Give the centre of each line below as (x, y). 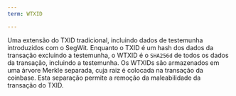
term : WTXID (25, 14)
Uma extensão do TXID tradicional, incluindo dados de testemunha (105, 40)
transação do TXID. (36, 85)
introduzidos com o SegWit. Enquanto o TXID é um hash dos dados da (111, 47)
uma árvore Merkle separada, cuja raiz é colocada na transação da (106, 70)
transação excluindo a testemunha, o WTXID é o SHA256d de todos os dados (118, 55)
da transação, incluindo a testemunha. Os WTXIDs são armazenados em (113, 62)
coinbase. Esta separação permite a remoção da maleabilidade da (104, 78)
